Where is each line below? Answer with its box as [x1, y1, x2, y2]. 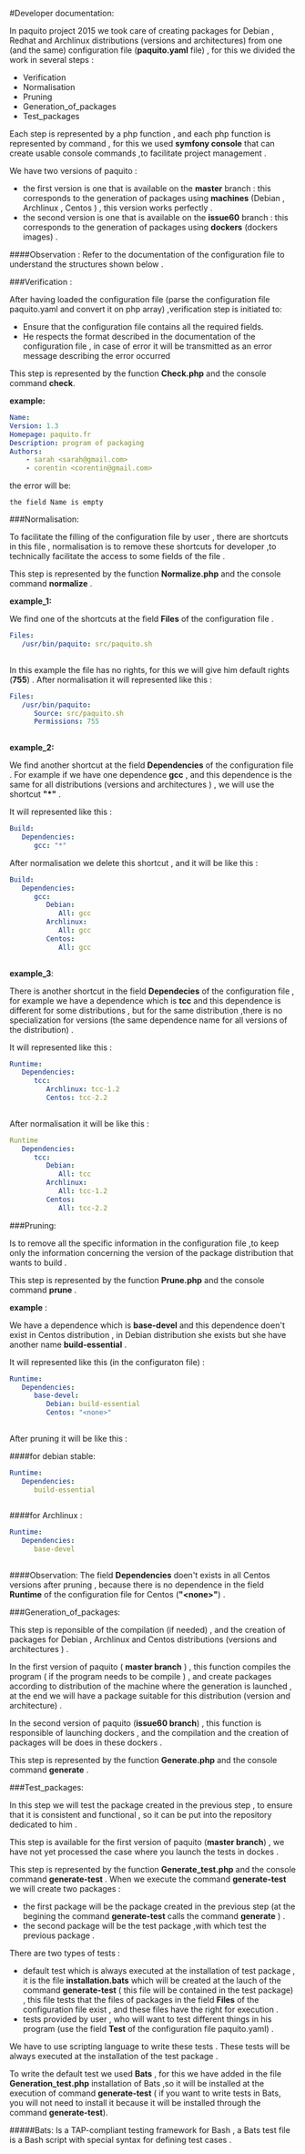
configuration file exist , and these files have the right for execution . [22, 2004, 280, 2015]
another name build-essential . [9, 1339, 127, 1350]
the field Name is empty [9, 498, 104, 507]
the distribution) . [9, 1024, 75, 1035]
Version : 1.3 [9, 421, 59, 431]
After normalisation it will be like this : [9, 1118, 150, 1128]
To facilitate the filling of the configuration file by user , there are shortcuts [9, 532, 289, 543]
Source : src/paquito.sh [33, 709, 125, 718]
